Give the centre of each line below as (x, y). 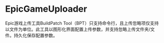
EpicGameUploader (46, 9)
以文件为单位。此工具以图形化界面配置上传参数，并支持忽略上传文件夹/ (78, 29)
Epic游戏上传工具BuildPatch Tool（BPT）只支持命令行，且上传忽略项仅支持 (82, 23)
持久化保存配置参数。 (36, 35)
